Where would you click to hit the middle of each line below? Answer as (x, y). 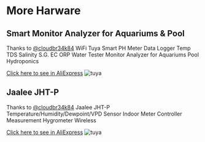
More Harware (44, 11)
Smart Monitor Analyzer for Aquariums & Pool (96, 34)
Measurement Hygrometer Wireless (51, 120)
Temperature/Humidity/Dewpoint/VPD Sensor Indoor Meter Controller (94, 114)
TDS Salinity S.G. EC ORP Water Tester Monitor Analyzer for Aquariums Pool (103, 55)
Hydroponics (23, 61)
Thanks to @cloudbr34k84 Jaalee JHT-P (58, 107)
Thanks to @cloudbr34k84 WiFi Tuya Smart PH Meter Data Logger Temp (99, 48)
